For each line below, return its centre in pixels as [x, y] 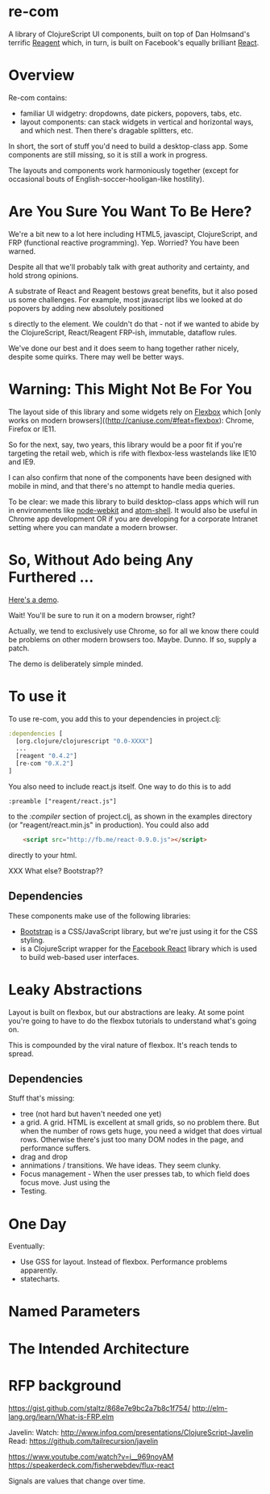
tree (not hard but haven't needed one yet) [91, 1114]
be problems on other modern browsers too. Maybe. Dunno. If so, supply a [133, 639]
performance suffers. [55, 1148]
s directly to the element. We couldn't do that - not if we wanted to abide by [134, 324]
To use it [37, 696]
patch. [19, 648]
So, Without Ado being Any [101, 560]
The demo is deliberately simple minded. [76, 663]
